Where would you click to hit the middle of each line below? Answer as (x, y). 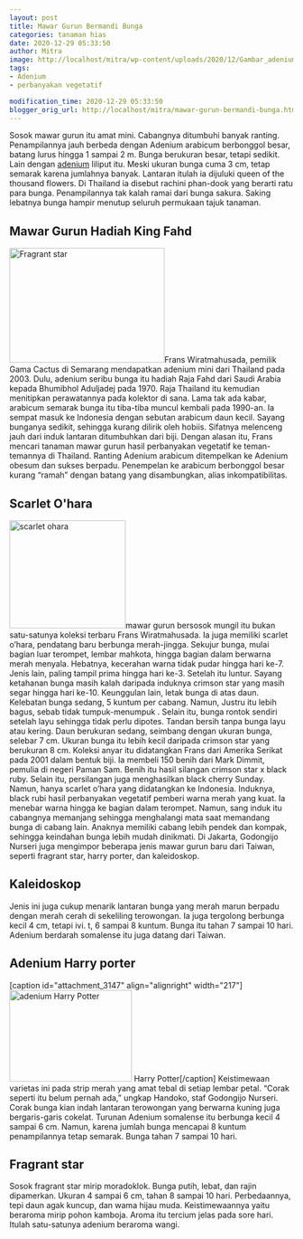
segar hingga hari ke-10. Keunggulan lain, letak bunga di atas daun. (134, 692)
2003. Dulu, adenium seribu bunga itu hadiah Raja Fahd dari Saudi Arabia (145, 379)
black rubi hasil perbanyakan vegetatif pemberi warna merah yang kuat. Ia (147, 798)
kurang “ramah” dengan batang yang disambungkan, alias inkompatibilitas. (149, 475)
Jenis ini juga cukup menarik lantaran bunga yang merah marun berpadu (144, 906)
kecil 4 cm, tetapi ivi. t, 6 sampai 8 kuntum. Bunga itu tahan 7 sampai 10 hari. (151, 925)
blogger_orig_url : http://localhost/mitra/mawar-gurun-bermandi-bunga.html (155, 109)
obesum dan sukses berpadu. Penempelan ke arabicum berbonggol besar (147, 466)
